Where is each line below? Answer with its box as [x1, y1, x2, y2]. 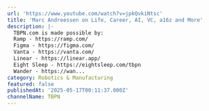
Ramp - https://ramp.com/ [13, 36, 89, 43]
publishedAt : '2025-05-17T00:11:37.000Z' [7, 87, 129, 94]
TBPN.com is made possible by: [13, 29, 104, 37]
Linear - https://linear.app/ [13, 55, 101, 62]
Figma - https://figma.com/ [13, 42, 95, 49]
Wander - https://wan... [13, 68, 85, 74]
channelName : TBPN [7, 94, 60, 101]
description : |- [7, 23, 54, 30]
